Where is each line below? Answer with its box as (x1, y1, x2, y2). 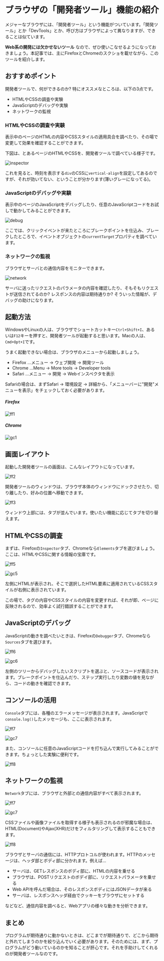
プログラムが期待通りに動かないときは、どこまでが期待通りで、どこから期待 (5, 933, 159, 939)
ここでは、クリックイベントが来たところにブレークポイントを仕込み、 (5, 227, 146, 233)
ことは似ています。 (9, 34, 48, 40)
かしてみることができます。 (18, 208, 73, 214)
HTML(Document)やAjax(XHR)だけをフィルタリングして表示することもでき (5, 826, 156, 832)
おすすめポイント (5, 72, 57, 81)
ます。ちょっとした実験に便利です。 (9, 751, 82, 757)
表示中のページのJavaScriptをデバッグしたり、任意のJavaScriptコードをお (5, 202, 155, 207)
